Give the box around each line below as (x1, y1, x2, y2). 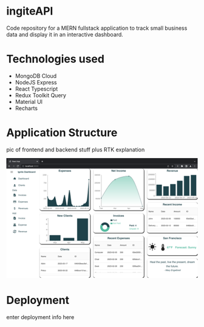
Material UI (15, 98, 43, 105)
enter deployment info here (6, 313, 75, 320)
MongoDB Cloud (15, 72, 57, 80)
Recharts (15, 105, 38, 112)
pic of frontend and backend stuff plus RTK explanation (6, 146, 145, 153)
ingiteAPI (6, 4, 53, 18)
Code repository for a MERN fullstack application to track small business (6, 24, 188, 32)
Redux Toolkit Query (15, 91, 67, 98)
